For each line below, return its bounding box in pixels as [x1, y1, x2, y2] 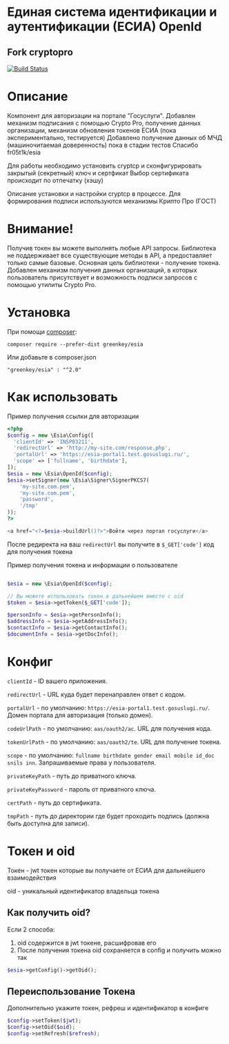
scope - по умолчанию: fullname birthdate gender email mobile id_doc [7, 751, 215, 759]
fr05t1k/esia [7, 148, 41, 156]
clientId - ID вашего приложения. [7, 677, 108, 685]
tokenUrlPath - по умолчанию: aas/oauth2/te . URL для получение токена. [7, 738, 222, 746]
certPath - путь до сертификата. [7, 798, 102, 807]
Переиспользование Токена [7, 985, 136, 997]
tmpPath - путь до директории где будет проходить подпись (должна [7, 811, 210, 820]
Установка [7, 305, 71, 321]
